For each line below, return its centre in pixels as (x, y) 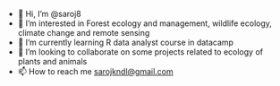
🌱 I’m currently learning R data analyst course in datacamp (126, 42)
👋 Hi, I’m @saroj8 (50, 14)
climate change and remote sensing (84, 33)
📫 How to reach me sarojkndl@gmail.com (96, 71)
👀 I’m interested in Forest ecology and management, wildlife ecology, (145, 23)
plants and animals (52, 61)
